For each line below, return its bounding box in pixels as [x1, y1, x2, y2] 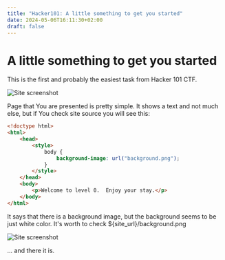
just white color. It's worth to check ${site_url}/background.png [7, 219, 187, 228]
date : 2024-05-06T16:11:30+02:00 [7, 17, 103, 23]
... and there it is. [7, 246, 55, 254]
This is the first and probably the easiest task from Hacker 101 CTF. [7, 75, 197, 83]
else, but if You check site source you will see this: [7, 110, 150, 118]
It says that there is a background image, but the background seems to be [7, 212, 217, 221]
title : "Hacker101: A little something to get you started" [7, 10, 184, 17]
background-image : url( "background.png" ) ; [56, 154, 180, 162]
